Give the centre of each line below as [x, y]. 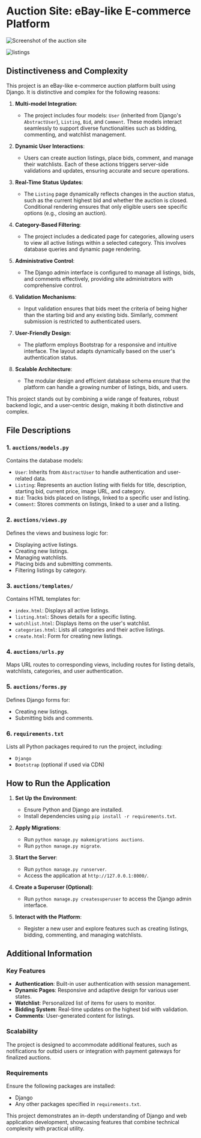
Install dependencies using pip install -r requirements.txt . [100, 816]
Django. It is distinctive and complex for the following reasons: [83, 92]
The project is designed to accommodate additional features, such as [92, 1044]
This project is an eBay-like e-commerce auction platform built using [91, 85]
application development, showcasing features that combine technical [93, 1122]
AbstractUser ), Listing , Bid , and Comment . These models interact [103, 121]
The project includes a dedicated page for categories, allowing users [109, 236]
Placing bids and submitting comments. [64, 564]
